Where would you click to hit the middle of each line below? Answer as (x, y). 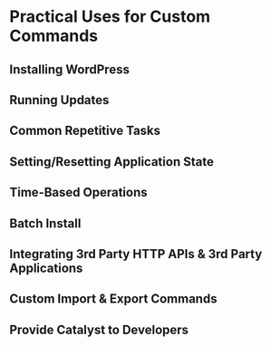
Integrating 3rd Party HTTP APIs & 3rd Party (136, 254)
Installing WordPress (69, 69)
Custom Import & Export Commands (113, 299)
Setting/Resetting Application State (112, 162)
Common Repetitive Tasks (85, 131)
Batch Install (45, 223)
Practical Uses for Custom (110, 17)
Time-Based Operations (78, 192)
